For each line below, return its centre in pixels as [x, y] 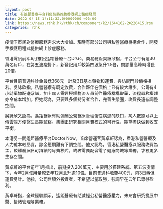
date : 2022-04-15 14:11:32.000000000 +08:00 [51, 19]
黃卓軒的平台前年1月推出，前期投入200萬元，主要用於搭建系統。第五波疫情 [80, 167]
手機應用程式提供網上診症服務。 [37, 48]
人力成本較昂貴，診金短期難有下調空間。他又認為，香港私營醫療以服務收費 [79, 145]
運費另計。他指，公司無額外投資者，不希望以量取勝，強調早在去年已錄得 [77, 179]
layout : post [18, 9]
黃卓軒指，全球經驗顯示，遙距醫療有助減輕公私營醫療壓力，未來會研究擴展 [79, 196]
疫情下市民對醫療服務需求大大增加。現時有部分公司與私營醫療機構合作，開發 [81, 42]
